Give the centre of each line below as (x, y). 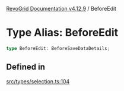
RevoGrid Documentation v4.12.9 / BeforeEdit (61, 9)
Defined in (26, 67)
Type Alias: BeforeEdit (62, 33)
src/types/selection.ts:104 (38, 81)
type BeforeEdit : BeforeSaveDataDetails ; (58, 48)
